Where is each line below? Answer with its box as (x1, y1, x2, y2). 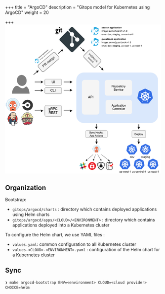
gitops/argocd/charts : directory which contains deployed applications (12, 206, 157, 213)
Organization (5, 183, 46, 192)
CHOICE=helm (5, 285, 30, 290)
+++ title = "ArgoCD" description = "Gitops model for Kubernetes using (5, 4, 150, 10)
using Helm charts (12, 212, 50, 218)
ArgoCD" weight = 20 (5, 9, 49, 15)
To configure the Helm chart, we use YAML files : (5, 232, 105, 238)
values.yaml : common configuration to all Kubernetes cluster (12, 241, 136, 247)
